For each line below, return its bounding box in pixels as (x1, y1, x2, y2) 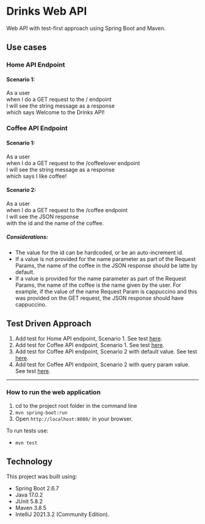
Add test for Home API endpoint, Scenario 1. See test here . (15, 334, 163, 342)
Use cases (6, 42, 47, 53)
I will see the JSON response (6, 213, 79, 220)
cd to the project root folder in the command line (15, 402, 137, 409)
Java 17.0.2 (15, 491, 43, 498)
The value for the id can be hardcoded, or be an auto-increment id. (15, 249, 184, 256)
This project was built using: (6, 473, 77, 480)
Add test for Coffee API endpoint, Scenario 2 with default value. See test (15, 347, 197, 355)
